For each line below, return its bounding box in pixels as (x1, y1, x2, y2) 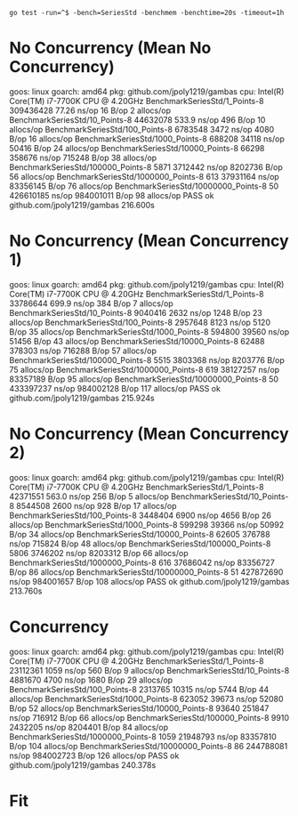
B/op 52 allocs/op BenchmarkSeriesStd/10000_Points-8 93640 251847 (9, 703, 270, 714)
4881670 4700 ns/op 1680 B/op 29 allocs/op (9, 675, 173, 685)
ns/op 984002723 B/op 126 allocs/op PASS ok (9, 750, 180, 761)
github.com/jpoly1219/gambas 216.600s (9, 199, 156, 210)
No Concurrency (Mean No (9, 38, 212, 58)
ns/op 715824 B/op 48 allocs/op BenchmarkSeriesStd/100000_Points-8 (9, 538, 271, 549)
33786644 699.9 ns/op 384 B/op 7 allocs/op (9, 298, 173, 309)
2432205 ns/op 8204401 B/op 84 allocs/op (9, 722, 169, 732)
